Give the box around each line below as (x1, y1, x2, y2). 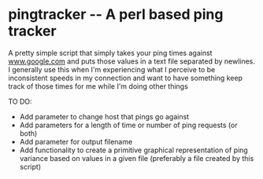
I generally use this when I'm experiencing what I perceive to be (8, 64, 216, 74)
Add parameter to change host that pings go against (19, 111, 190, 121)
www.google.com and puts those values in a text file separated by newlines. (8, 57, 256, 66)
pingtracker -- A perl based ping (8, 5, 224, 24)
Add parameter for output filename (19, 137, 133, 146)
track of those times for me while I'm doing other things (8, 81, 189, 91)
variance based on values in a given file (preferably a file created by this (19, 153, 254, 163)
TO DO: (8, 97, 33, 106)
